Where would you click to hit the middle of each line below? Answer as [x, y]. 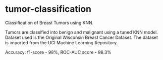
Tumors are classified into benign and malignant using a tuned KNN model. [81, 32]
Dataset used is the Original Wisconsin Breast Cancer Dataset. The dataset [81, 37]
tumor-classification [48, 9]
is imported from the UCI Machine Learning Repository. [61, 42]
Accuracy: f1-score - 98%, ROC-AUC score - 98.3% [58, 52]
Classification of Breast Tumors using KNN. [49, 23]
